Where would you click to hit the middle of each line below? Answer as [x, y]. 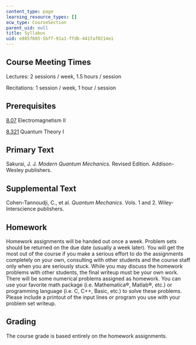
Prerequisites [31, 106]
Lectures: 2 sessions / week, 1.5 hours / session [64, 76]
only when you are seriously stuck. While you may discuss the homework [94, 266]
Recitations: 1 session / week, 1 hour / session [61, 88]
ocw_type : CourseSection [36, 22]
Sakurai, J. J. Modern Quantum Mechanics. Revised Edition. [78, 164]
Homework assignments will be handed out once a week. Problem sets [91, 241]
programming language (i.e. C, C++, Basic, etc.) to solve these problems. [94, 291]
